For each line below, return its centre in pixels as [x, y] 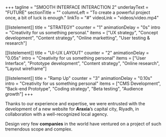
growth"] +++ [19, 94]
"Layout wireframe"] [26, 68]
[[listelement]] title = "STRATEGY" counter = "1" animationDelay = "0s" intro [83, 27]
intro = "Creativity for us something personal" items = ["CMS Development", [83, 83]
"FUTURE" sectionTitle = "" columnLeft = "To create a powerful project [78, 12]
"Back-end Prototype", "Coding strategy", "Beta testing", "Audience [74, 89]
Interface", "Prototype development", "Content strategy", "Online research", [83, 63]
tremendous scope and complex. [39, 129]
